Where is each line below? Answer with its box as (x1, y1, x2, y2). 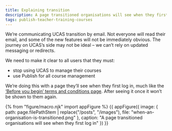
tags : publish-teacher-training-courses (5, 17, 93, 22)
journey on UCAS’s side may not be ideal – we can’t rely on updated (5, 42, 148, 48)
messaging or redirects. (5, 47, 55, 54)
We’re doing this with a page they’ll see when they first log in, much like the (5, 83, 164, 89)
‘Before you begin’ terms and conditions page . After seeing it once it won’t (5, 88, 162, 95)
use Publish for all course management (12, 73, 96, 79)
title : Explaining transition (5, 7, 70, 13)
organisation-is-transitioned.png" (5, 115, 76, 121)
